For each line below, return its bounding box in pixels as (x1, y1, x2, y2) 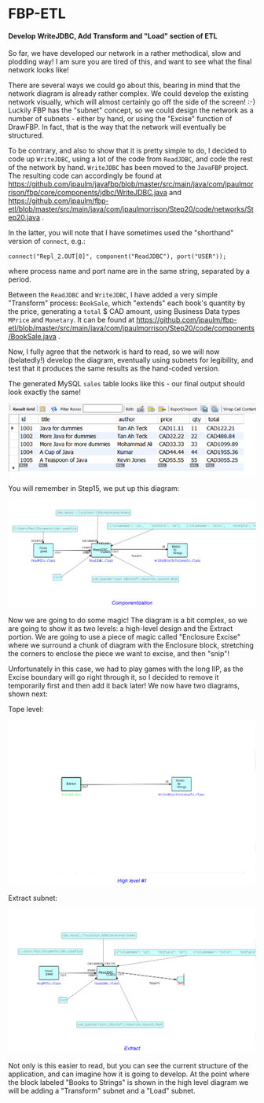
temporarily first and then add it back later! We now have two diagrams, (8, 681, 240, 691)
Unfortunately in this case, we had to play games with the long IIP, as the (8, 664, 244, 673)
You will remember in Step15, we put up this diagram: (8, 484, 180, 493)
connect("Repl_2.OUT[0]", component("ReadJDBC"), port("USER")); (8, 253, 226, 260)
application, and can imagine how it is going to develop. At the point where (8, 1069, 250, 1079)
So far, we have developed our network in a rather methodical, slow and (8, 49, 241, 58)
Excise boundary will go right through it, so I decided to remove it (8, 673, 219, 682)
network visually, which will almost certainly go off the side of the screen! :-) (8, 98, 256, 107)
